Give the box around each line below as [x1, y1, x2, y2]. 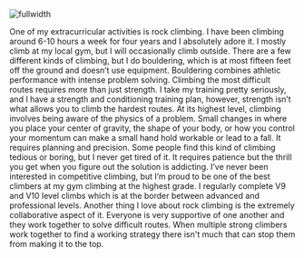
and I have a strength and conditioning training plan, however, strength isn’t [9, 94, 291, 104]
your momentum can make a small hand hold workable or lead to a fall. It [9, 133, 281, 143]
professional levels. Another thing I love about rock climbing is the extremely [9, 200, 295, 211]
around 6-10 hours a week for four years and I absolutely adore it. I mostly [9, 36, 287, 46]
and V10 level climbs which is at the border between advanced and [9, 191, 260, 201]
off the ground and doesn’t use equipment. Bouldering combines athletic [9, 64, 281, 75]
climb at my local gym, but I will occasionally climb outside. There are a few [9, 45, 292, 56]
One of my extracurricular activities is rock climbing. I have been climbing [9, 26, 284, 36]
